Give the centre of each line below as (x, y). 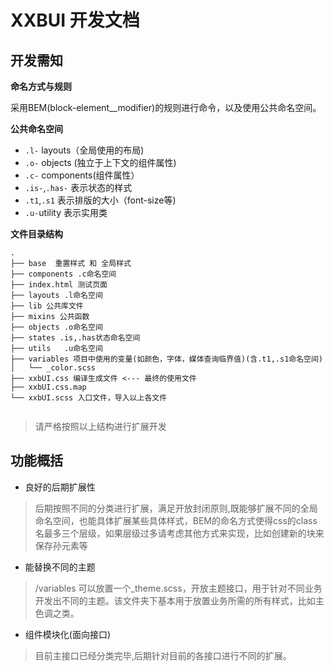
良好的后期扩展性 (60, 487)
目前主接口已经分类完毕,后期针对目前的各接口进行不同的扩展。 (163, 655)
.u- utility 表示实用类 (66, 212)
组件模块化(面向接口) (68, 634)
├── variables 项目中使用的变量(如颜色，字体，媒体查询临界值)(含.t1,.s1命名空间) (167, 359)
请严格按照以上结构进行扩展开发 (100, 426)
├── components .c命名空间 (63, 274)
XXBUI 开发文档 (75, 20)
